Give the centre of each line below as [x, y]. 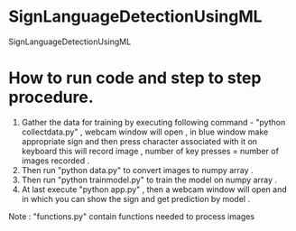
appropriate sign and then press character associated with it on [139, 141]
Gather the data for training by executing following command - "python [153, 122]
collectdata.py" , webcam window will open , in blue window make [145, 132]
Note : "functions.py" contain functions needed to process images [132, 216]
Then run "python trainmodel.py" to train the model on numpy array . [149, 180]
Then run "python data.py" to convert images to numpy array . [137, 170]
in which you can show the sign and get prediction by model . [135, 199]
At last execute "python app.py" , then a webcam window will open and [154, 189]
